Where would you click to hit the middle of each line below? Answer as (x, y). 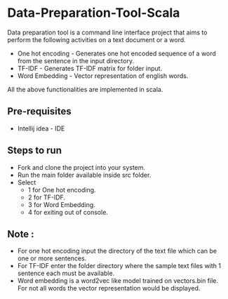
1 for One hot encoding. (62, 190)
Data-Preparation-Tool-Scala (94, 13)
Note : (21, 234)
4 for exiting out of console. (68, 212)
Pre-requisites (39, 111)
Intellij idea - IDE (41, 128)
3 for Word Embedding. (62, 204)
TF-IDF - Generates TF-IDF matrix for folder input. (90, 68)
